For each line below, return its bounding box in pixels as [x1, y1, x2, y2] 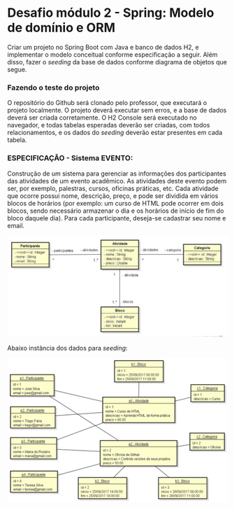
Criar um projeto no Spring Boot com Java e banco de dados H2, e [7, 43, 199, 51]
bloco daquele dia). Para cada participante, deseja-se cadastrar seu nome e [7, 213, 226, 222]
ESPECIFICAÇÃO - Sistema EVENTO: [7, 153, 133, 163]
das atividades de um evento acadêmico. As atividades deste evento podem [7, 176, 227, 185]
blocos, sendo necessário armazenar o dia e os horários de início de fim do [7, 206, 224, 215]
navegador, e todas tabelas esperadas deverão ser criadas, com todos [7, 121, 210, 129]
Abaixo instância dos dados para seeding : [7, 344, 128, 353]
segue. [7, 65, 27, 73]
